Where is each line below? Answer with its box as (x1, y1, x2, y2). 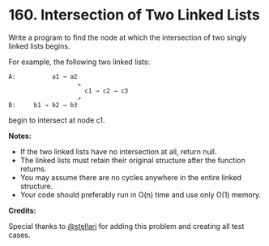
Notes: (8, 131, 32, 140)
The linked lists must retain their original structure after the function (19, 155, 246, 165)
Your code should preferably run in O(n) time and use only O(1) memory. (19, 189, 262, 200)
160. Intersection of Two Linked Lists (8, 6, 261, 24)
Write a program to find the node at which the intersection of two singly (8, 32, 247, 42)
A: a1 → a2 (8, 72, 79, 80)
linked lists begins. (8, 41, 70, 50)
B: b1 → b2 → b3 (8, 101, 79, 109)
